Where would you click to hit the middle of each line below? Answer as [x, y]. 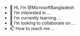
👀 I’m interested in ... [30, 13]
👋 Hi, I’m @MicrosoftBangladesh [42, 8]
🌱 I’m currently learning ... [35, 18]
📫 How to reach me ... [32, 28]
